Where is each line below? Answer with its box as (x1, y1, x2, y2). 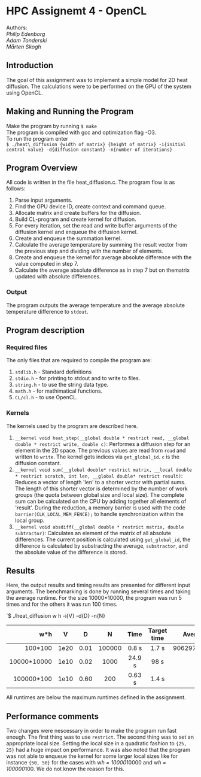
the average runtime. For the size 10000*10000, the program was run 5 (6, 594, 182, 602)
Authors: (6, 24, 28, 31)
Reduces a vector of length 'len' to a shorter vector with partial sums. (14, 478, 186, 485)
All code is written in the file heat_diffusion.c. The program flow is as (6, 178, 175, 186)
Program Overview (6, 163, 78, 173)
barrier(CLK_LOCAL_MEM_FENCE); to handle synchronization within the (14, 510, 184, 517)
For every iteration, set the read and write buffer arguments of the (14, 222, 178, 229)
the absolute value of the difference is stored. (14, 548, 127, 556)
